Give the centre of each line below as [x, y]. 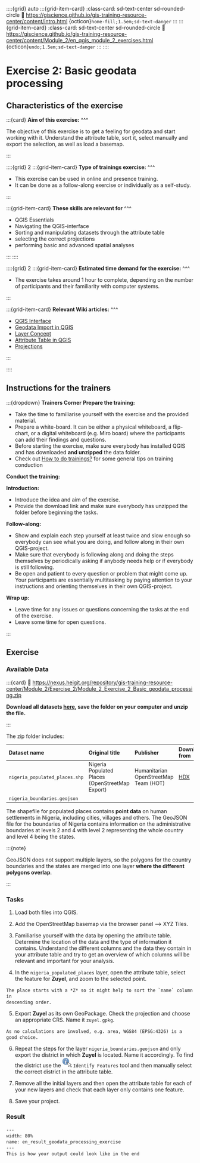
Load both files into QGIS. [46, 912]
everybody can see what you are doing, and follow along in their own [99, 541]
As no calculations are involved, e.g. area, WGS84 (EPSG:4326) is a [94, 1032]
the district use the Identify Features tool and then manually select [103, 1066]
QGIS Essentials [34, 220]
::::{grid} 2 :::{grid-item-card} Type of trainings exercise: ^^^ [81, 167]
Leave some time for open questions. [60, 622]
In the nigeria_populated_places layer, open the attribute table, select [100, 973]
